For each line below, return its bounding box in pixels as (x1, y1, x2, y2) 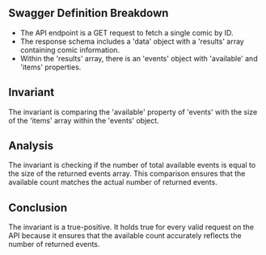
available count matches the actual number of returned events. (8, 178, 218, 187)
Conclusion (8, 201, 68, 215)
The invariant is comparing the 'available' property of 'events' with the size (8, 107, 258, 116)
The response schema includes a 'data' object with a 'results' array (19, 36, 244, 46)
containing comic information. (19, 44, 120, 55)
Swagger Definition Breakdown (8, 6, 169, 20)
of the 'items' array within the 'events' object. (8, 115, 159, 125)
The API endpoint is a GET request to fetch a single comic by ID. (19, 27, 234, 37)
